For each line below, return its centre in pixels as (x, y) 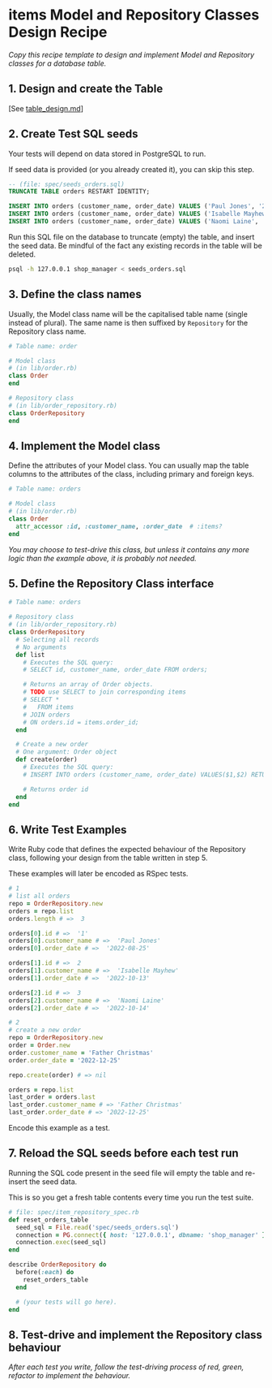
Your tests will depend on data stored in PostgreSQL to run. (107, 154)
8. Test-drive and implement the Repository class (136, 1335)
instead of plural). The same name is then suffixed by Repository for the (128, 322)
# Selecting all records (57, 639)
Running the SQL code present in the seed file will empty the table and (126, 1173)
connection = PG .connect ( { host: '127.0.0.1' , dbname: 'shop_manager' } (141, 1235)
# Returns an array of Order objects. (88, 685)
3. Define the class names (75, 294)
